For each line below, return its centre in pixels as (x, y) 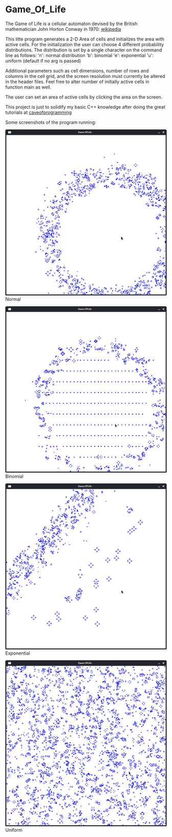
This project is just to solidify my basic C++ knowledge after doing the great (85, 107)
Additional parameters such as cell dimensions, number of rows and (77, 71)
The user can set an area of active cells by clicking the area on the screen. (84, 97)
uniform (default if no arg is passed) (43, 60)
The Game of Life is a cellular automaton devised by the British (71, 24)
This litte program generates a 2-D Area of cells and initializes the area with (85, 39)
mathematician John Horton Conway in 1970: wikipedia (63, 29)
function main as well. (28, 87)
